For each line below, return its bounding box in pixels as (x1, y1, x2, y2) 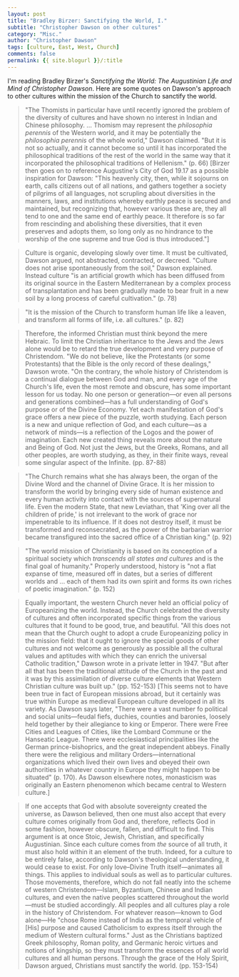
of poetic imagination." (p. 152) (24, 584, 116, 593)
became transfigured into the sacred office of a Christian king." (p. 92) (24, 533, 232, 541)
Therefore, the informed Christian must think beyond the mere (24, 329, 208, 338)
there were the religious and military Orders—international (24, 750, 196, 758)
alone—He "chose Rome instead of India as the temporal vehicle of (24, 916, 223, 924)
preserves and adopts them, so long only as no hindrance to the (24, 226, 213, 236)
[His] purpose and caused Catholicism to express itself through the (24, 923, 223, 932)
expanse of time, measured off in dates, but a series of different (24, 569, 213, 578)
